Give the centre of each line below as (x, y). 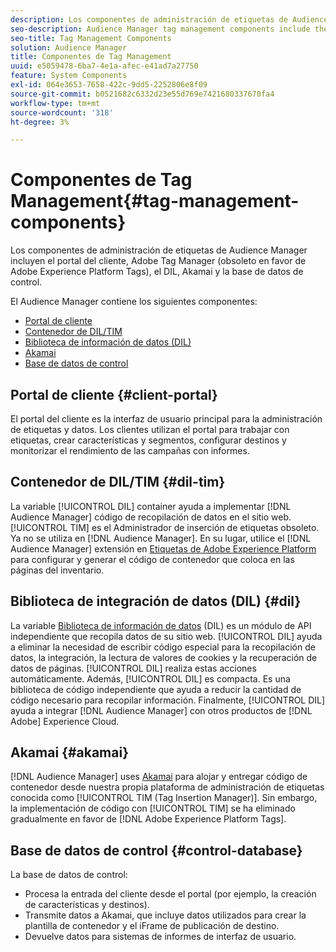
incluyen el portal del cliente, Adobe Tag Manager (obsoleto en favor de (158, 261)
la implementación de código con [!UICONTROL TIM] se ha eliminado (153, 808)
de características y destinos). (87, 905)
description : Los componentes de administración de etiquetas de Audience (169, 19)
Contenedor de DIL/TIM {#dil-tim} (118, 482)
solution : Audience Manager (69, 47)
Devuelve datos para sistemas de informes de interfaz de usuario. (160, 937)
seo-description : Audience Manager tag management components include (160, 29)
